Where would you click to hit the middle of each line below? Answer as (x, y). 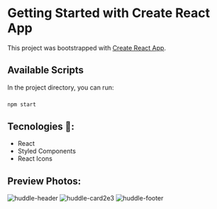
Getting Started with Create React (109, 13)
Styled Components (47, 151)
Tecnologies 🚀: (41, 126)
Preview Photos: (44, 181)
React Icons (35, 159)
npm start (22, 104)
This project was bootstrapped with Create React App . (87, 48)
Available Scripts (45, 70)
